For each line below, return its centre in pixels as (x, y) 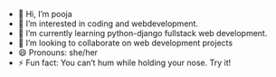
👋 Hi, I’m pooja (45, 14)
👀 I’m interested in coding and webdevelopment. (108, 24)
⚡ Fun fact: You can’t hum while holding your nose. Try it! (124, 63)
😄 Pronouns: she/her (57, 53)
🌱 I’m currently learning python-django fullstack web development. (143, 33)
